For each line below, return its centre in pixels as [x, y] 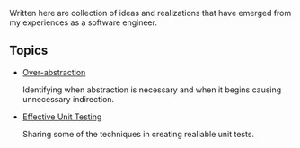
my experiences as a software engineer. [83, 22]
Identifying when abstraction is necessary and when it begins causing [152, 90]
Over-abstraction [54, 72]
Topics [29, 51]
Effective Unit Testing [62, 117]
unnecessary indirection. [68, 99]
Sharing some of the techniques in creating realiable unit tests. [138, 134]
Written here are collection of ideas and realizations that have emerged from [150, 13]
